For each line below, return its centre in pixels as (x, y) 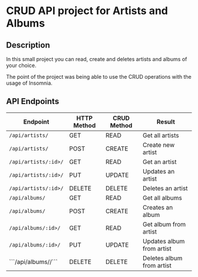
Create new (159, 145)
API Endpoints (33, 101)
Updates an (159, 171)
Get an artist (159, 162)
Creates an (158, 207)
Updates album (164, 241)
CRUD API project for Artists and (87, 11)
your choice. (21, 65)
